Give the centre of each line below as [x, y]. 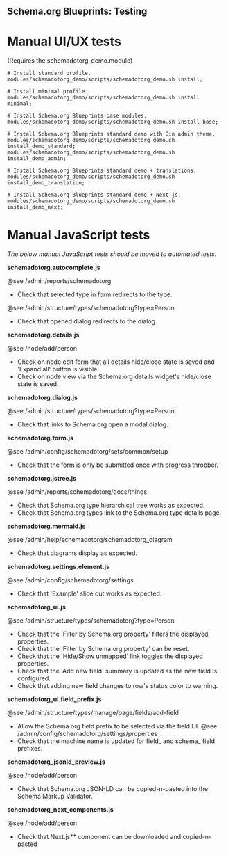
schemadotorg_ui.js [36, 607]
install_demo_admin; [37, 159]
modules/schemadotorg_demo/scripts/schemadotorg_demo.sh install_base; [113, 122]
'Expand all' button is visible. [58, 369]
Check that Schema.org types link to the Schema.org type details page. [119, 513]
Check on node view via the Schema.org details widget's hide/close [114, 377]
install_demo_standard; [42, 146]
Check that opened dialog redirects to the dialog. [87, 321]
